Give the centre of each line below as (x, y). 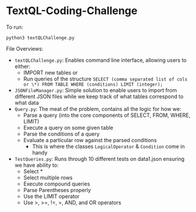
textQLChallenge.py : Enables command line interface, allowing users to (100, 60)
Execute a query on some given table (68, 127)
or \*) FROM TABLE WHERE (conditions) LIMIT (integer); (93, 84)
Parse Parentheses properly (57, 190)
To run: (15, 27)
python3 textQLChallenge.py (40, 38)
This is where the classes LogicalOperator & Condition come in (108, 146)
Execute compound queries (57, 184)
